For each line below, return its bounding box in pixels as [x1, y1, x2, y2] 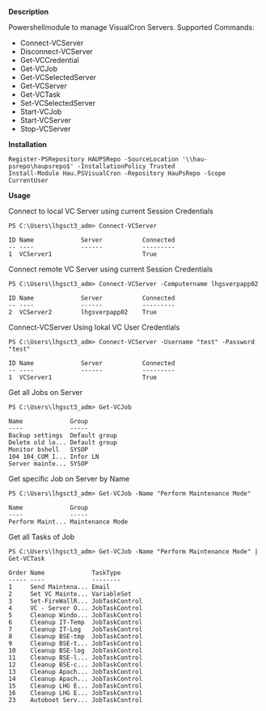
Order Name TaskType [8, 569, 121, 577]
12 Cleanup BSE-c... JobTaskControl [8, 661, 143, 669]
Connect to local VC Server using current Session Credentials [8, 206, 214, 216]
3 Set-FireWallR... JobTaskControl [8, 597, 143, 605]
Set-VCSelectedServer [19, 99, 95, 107]
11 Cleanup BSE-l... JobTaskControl [8, 654, 143, 662]
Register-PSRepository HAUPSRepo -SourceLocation [8, 155, 179, 163]
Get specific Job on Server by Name [8, 474, 130, 483]
